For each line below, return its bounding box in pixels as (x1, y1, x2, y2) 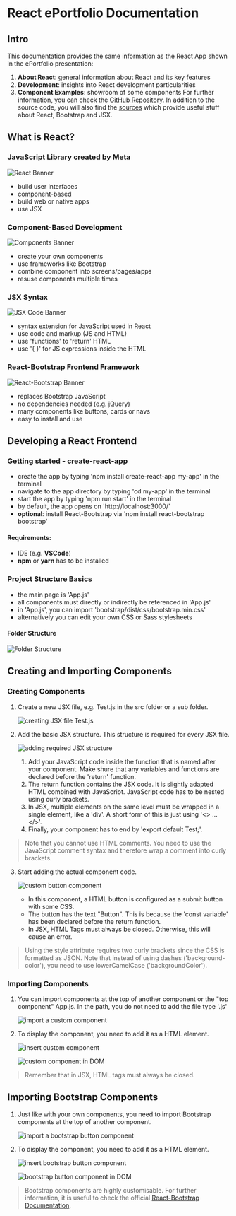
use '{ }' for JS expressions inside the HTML (17, 344, 147, 353)
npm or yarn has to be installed (17, 556, 109, 565)
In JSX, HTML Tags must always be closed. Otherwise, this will (27, 925, 211, 933)
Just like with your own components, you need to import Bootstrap (17, 1110, 211, 1118)
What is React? (7, 131, 75, 143)
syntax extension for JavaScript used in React (17, 322, 151, 330)
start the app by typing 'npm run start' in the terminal (17, 495, 172, 503)
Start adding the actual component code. (17, 867, 137, 876)
